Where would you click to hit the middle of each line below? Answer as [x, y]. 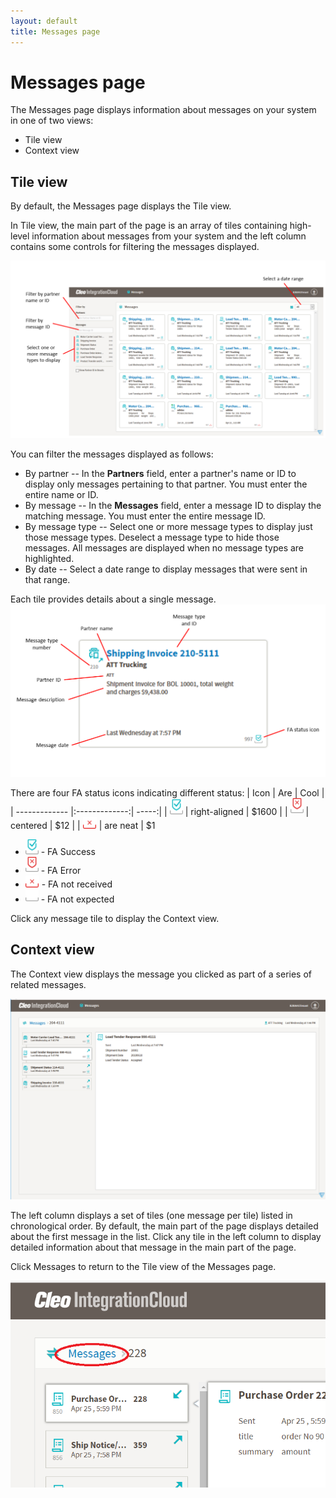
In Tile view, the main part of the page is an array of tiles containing [149, 226]
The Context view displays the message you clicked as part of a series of [161, 974]
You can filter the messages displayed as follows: [112, 454]
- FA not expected [77, 899]
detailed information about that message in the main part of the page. [153, 1247]
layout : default [44, 21]
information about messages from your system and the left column [169, 236]
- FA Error [61, 870]
